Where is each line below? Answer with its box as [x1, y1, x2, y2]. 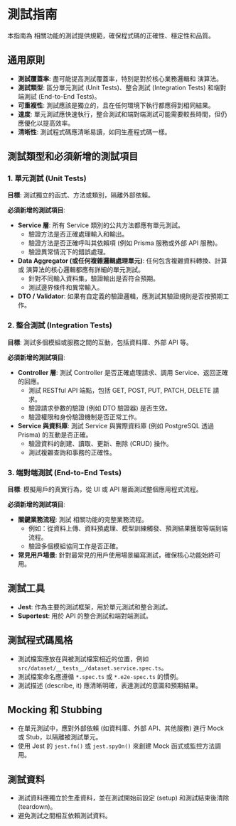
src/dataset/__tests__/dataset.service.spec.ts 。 [17, 663, 168, 672]
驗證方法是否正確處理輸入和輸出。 [28, 230, 129, 239]
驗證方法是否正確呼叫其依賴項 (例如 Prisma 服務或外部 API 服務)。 [28, 239, 222, 247]
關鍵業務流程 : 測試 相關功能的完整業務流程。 [17, 516, 148, 524]
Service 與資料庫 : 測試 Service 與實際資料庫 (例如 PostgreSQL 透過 [17, 421, 215, 430]
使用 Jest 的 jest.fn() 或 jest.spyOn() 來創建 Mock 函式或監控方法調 [17, 741, 222, 750]
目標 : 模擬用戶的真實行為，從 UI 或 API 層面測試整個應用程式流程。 [7, 485, 203, 494]
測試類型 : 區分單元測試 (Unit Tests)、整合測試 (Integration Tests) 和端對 [17, 83, 227, 92]
